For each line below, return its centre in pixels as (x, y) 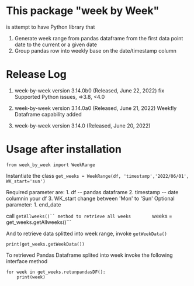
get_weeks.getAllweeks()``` (39, 222)
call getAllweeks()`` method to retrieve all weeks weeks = (89, 216)
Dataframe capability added (48, 114)
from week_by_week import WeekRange (51, 165)
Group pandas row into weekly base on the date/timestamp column (95, 50)
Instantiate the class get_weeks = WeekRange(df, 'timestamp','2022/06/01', (98, 175)
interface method (27, 261)
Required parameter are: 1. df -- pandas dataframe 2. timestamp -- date (92, 192)
